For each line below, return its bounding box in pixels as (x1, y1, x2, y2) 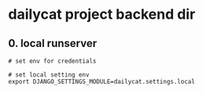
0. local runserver (8, 37, 97, 50)
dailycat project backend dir (8, 5, 196, 23)
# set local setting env (8, 71, 90, 79)
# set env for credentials (8, 57, 97, 65)
